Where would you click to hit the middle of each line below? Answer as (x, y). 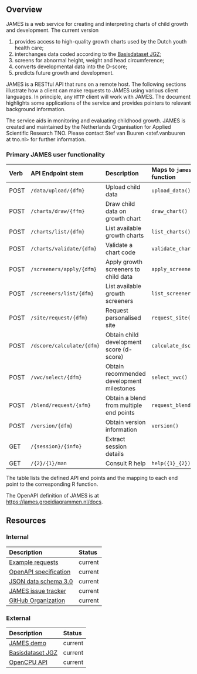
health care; (29, 48)
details (115, 454)
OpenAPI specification (40, 572)
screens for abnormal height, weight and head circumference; (89, 60)
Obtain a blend (125, 398)
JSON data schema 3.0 (41, 581)
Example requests (34, 562)
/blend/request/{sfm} (60, 406)
